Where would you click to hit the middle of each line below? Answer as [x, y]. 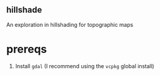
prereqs [27, 49]
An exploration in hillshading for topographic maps [70, 24]
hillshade [24, 10]
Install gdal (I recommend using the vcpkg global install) [85, 66]
